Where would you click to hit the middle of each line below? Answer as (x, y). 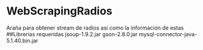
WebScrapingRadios (60, 11)
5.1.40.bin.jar (22, 40)
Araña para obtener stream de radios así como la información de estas (95, 28)
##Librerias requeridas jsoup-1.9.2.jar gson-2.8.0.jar (72, 34)
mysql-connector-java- (168, 34)
